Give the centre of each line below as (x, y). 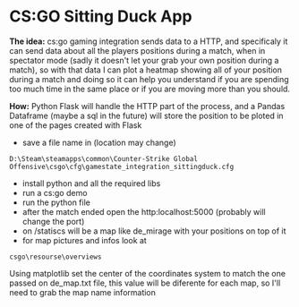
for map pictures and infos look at (85, 240)
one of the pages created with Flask (76, 125)
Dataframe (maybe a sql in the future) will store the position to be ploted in (146, 115)
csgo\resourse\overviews (56, 257)
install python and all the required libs (91, 183)
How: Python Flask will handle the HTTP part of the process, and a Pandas (147, 106)
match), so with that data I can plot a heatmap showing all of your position (146, 70)
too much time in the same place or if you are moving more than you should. (150, 89)
